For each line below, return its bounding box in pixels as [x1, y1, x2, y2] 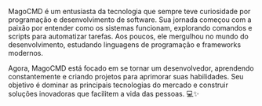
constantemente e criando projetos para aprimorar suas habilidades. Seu [8, 72, 244, 81]
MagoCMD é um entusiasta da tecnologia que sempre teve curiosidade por [8, 7, 251, 16]
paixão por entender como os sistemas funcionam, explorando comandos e [8, 24, 253, 32]
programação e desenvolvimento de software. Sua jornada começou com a [8, 15, 252, 24]
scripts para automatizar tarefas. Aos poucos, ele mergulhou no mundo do [8, 31, 249, 41]
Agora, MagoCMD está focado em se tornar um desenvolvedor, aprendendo [8, 64, 254, 73]
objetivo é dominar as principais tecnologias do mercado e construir [8, 80, 229, 90]
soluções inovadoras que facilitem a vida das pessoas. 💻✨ [8, 90, 200, 98]
